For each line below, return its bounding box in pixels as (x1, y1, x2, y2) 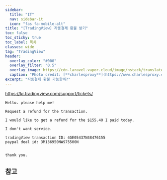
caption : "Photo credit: (9, 72, 61, 77)
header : (5, 53, 21, 59)
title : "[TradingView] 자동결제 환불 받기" (5, 26, 88, 31)
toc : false (5, 30, 28, 35)
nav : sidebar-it (9, 16, 43, 21)
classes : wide (5, 44, 35, 49)
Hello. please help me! (5, 100, 55, 105)
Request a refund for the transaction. (5, 109, 88, 114)
